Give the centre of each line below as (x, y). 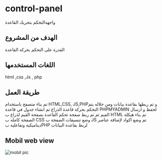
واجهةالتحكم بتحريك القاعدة (30, 22)
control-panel (34, 9)
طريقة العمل (22, 92)
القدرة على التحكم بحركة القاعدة (35, 49)
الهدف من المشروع (31, 38)
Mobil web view (30, 141)
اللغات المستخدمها (30, 65)
